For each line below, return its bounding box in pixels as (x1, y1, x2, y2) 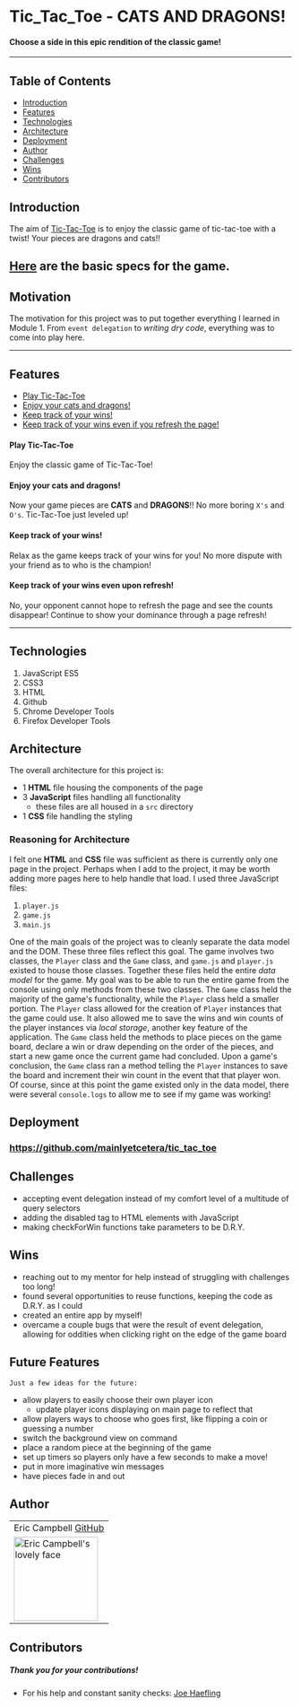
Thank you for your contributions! (9, 1665, 139, 1676)
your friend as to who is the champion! (9, 559, 152, 570)
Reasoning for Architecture (9, 833, 130, 846)
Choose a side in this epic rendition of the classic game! (9, 36, 222, 47)
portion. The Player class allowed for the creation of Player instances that (9, 1003, 282, 1014)
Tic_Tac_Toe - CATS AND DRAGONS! (9, 6, 287, 27)
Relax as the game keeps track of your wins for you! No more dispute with (9, 550, 282, 561)
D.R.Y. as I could (21, 1300, 83, 1311)
